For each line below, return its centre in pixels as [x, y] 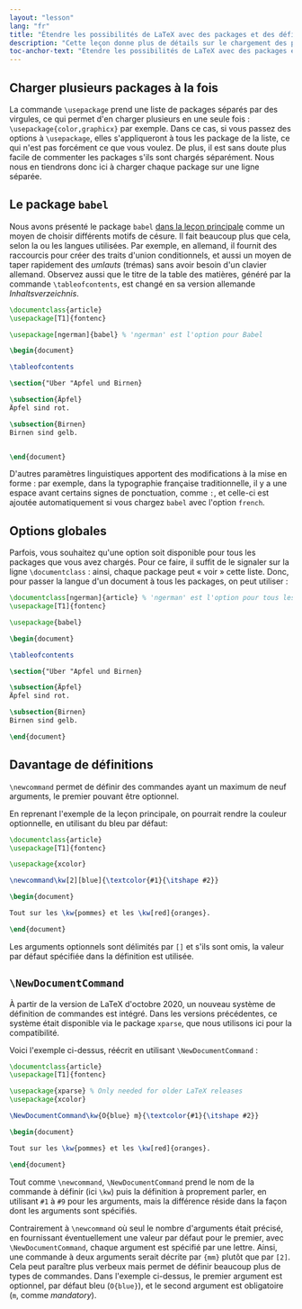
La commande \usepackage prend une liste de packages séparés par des [144, 109]
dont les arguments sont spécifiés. [73, 1210]
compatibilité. [35, 1032]
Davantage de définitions [81, 765]
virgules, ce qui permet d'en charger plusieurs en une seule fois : [129, 119]
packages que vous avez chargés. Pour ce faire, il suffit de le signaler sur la [149, 562]
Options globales [58, 531]
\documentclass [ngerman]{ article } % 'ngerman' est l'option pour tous [144, 598]
